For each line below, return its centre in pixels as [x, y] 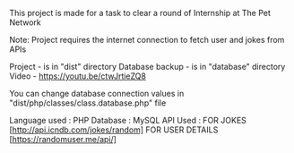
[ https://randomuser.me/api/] [63, 139]
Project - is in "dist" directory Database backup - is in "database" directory [147, 67]
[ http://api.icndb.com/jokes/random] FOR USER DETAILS [114, 130]
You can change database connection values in [97, 93]
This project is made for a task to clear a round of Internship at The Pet [140, 13]
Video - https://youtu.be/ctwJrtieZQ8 [78, 76]
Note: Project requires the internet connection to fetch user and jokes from [147, 40]
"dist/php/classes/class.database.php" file [88, 103]
